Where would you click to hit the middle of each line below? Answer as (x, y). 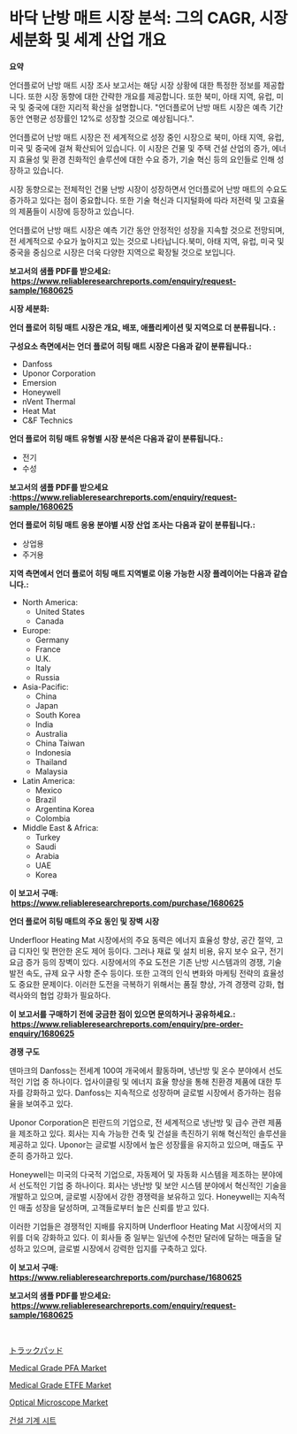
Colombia (53, 818)
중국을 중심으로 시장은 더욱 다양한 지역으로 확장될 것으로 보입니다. (122, 252)
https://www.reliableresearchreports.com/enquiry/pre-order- (127, 1024)
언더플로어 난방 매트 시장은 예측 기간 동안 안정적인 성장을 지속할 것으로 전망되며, (147, 230)
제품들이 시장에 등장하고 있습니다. (76, 211)
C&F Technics (47, 420)
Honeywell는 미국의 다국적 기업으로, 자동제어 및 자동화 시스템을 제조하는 (134, 1174)
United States (60, 611)
